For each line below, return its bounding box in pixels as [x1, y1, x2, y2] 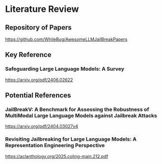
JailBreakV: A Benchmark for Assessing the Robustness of [5, 106, 150, 112]
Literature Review [5, 3, 79, 15]
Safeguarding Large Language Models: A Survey [5, 65, 125, 72]
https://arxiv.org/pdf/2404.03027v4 [5, 123, 78, 129]
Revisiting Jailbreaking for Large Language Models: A [5, 136, 137, 143]
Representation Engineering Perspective [5, 142, 105, 149]
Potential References [5, 91, 71, 100]
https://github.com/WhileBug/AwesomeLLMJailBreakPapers [5, 36, 128, 42]
